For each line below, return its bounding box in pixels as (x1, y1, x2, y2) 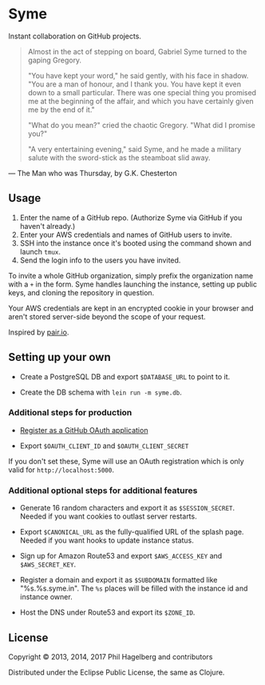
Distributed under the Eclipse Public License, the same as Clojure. (8, 667, 225, 677)
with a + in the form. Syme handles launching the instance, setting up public (8, 279, 258, 289)
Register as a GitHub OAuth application (19, 425, 148, 435)
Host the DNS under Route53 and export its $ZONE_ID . (19, 607, 196, 617)
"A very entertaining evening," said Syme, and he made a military (27, 144, 242, 154)
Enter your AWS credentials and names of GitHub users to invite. (19, 230, 233, 239)
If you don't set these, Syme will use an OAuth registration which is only (8, 456, 245, 466)
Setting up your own (8, 351, 111, 364)
